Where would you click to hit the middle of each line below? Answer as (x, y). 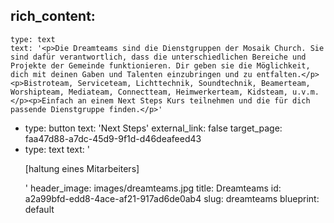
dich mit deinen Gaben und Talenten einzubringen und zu (131, 74)
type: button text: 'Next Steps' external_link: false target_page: (153, 128)
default (39, 209)
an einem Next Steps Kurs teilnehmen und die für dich (194, 100)
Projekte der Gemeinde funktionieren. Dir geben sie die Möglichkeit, (160, 65)
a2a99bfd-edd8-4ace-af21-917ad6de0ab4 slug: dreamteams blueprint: (172, 198)
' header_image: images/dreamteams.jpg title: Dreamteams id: (153, 188)
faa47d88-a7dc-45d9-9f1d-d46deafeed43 (113, 138)
